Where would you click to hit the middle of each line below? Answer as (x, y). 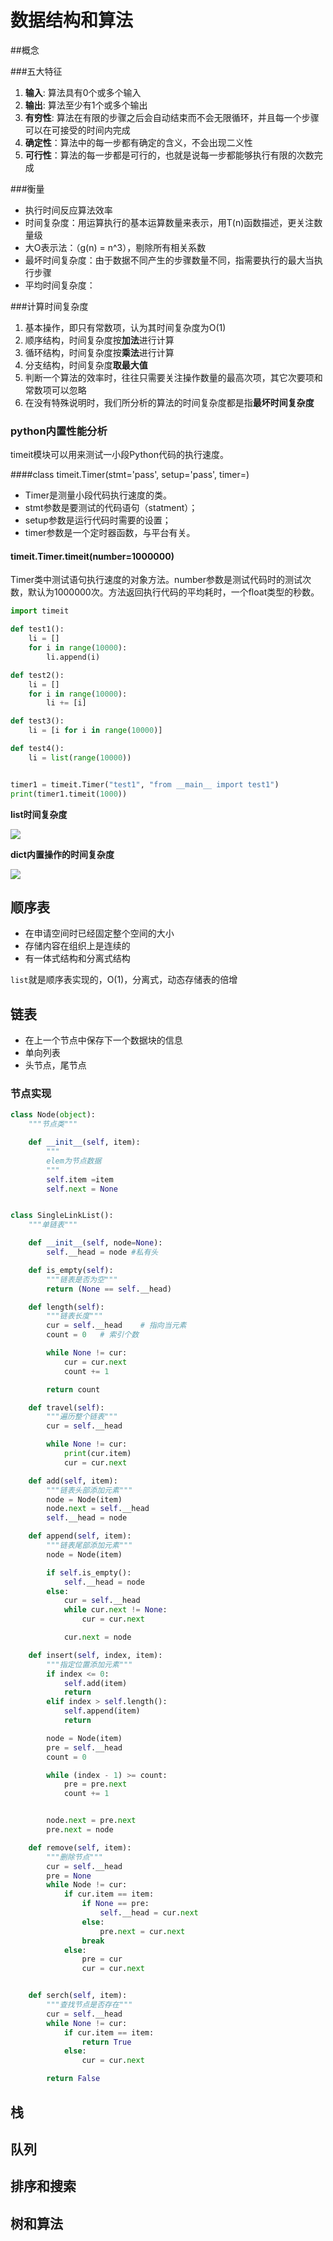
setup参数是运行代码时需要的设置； (98, 520)
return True (106, 2042)
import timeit (40, 611)
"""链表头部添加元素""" (89, 1490)
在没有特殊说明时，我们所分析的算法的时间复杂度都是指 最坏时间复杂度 (169, 402)
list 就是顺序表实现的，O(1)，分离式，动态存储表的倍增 (124, 980)
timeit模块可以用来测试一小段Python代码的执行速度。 (119, 455)
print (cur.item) (97, 1454)
